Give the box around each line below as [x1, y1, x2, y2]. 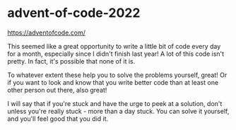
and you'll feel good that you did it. [7, 114, 109, 123]
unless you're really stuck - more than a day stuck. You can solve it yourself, [7, 107, 230, 115]
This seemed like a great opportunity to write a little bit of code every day [7, 42, 221, 50]
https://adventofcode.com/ [7, 28, 86, 37]
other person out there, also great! [7, 85, 107, 94]
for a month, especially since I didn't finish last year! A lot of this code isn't [7, 49, 225, 58]
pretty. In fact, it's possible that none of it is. [7, 57, 136, 65]
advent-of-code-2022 [7, 5, 141, 21]
